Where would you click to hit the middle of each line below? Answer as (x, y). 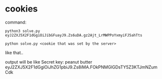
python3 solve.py (23, 31)
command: (16, 22)
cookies (21, 9)
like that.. (14, 53)
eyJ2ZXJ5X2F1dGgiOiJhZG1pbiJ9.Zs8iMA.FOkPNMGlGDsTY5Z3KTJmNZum (81, 67)
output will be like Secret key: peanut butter (49, 62)
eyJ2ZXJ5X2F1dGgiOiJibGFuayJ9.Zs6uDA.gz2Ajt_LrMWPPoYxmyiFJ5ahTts (74, 35)
